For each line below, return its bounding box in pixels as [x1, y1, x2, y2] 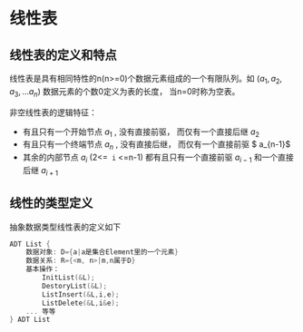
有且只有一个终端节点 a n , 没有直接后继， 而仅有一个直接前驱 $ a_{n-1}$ [22, 139, 291, 152]
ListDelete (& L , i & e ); [42, 298, 120, 308]
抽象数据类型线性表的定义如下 [9, 221, 121, 232]
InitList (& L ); [42, 273, 95, 282]
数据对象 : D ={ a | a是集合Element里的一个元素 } [25, 248, 179, 257]
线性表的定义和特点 [9, 47, 117, 63]
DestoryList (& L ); [42, 281, 107, 290]
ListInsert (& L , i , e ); [42, 289, 120, 299]
